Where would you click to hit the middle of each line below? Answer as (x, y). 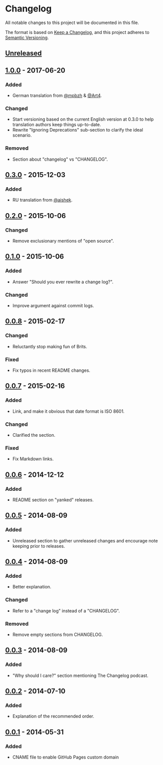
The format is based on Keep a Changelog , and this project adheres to (77, 32)
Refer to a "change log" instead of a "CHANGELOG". (66, 610)
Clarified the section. (34, 435)
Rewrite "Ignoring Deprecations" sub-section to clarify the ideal (78, 130)
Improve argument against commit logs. (53, 305)
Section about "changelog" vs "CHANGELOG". (60, 159)
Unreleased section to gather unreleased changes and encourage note (85, 540)
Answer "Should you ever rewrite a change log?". (63, 282)
